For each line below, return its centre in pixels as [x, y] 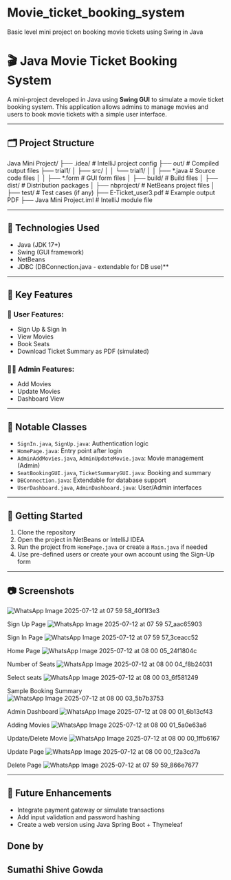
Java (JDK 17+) [38, 244]
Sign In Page [25, 637]
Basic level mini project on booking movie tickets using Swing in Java [105, 32]
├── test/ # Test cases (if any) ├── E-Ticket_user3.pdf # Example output [111, 192]
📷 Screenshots [41, 591]
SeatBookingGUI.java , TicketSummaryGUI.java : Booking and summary [114, 473]
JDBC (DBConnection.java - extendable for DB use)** [93, 266]
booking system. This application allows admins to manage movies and [108, 107]
